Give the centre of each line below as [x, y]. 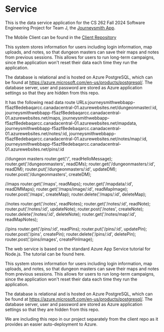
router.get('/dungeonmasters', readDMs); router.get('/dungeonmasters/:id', [80, 164]
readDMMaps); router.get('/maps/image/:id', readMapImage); [67, 189]
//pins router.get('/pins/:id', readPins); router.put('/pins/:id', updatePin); [76, 229]
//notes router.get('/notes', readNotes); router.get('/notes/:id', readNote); [78, 204]
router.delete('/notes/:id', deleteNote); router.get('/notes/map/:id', [71, 214]
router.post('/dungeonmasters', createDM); [48, 174]
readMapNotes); [21, 219]
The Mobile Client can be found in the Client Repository [61, 37]
